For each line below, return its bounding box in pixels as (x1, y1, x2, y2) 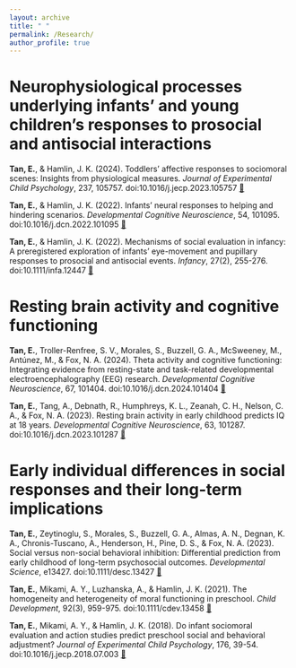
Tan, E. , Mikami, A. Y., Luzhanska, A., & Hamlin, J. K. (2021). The (9, 584, 248, 594)
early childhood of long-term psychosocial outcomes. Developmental (9, 557, 266, 568)
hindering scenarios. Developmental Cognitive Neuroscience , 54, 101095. (9, 210, 280, 221)
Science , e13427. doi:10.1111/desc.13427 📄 (9, 567, 162, 577)
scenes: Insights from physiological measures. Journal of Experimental (9, 173, 272, 184)
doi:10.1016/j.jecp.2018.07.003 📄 (9, 649, 126, 660)
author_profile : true (9, 38, 91, 48)
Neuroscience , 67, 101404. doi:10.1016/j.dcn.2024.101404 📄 (9, 383, 226, 395)
